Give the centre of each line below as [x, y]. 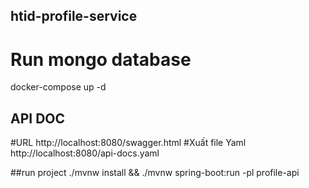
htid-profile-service [74, 16]
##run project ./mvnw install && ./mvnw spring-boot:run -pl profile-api [155, 173]
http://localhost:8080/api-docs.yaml [85, 153]
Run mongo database [101, 59]
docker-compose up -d [58, 87]
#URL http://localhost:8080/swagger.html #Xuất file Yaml [128, 143]
